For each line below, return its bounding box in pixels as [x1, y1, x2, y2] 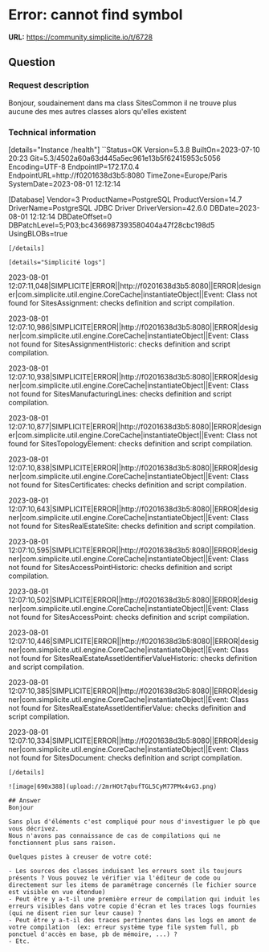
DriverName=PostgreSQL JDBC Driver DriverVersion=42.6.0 [8, 203, 208, 212]
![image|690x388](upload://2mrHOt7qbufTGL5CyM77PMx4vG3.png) [8, 782, 218, 790]
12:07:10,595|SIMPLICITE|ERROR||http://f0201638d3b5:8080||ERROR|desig [8, 545, 259, 555]
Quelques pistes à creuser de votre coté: [8, 852, 153, 861]
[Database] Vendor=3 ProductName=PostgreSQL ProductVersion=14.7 [8, 195, 243, 204]
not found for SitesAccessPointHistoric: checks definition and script [8, 562, 233, 572]
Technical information [8, 126, 96, 137]
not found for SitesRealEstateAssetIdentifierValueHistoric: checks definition [8, 653, 258, 663]
